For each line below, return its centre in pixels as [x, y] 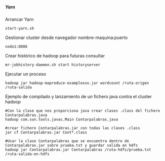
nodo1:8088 [16, 46]
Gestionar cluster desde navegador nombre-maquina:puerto [66, 38]
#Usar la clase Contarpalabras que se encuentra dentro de [67, 141]
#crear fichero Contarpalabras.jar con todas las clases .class [73, 128]
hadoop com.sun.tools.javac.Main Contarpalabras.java [62, 119]
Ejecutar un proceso [26, 74]
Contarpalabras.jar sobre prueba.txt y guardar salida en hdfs [72, 145]
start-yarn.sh [20, 28]
